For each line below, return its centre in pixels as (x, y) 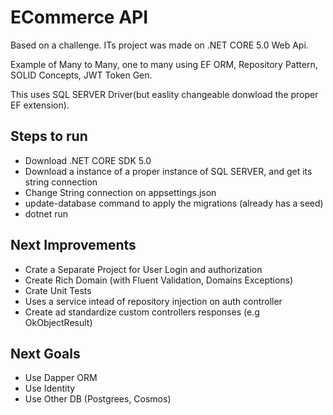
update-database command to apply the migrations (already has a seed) (174, 203)
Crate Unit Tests (58, 290)
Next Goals (45, 353)
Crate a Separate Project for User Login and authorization (143, 269)
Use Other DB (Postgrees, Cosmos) (98, 399)
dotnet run (46, 213)
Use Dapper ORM (61, 378)
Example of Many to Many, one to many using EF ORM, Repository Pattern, (164, 64)
